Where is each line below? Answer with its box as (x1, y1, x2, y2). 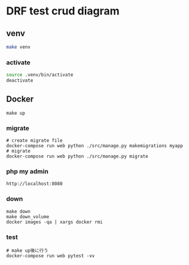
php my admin (6, 167, 49, 175)
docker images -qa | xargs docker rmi (6, 219, 103, 225)
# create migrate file (6, 138, 63, 144)
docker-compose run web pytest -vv (6, 252, 95, 259)
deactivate (6, 78, 33, 84)
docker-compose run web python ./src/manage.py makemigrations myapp (6, 143, 184, 149)
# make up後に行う (6, 248, 48, 254)
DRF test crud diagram (6, 4, 120, 18)
